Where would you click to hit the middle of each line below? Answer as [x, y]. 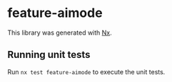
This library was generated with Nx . [60, 33]
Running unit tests [49, 55]
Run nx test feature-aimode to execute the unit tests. [86, 71]
